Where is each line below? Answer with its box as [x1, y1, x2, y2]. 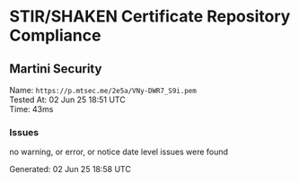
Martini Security [9, 61, 102, 76]
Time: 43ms [9, 104, 54, 114]
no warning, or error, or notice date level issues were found [9, 146, 229, 158]
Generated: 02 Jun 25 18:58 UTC [9, 164, 132, 175]
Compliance [9, 25, 101, 46]
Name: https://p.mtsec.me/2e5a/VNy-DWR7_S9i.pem [9, 85, 198, 95]
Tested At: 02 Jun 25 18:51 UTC [9, 94, 126, 105]
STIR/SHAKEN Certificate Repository [9, 6, 291, 27]
